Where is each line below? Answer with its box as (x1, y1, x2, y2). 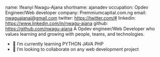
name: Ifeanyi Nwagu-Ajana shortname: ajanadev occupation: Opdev (5, 5, 149, 10)
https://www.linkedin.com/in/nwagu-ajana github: (5, 20, 109, 26)
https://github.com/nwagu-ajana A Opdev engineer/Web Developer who (5, 26, 155, 32)
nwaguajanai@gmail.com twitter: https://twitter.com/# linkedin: (5, 15, 136, 21)
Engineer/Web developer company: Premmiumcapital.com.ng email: (5, 10, 147, 16)
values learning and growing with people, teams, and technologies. (5, 31, 145, 37)
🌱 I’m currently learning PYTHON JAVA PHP (12, 41, 104, 47)
